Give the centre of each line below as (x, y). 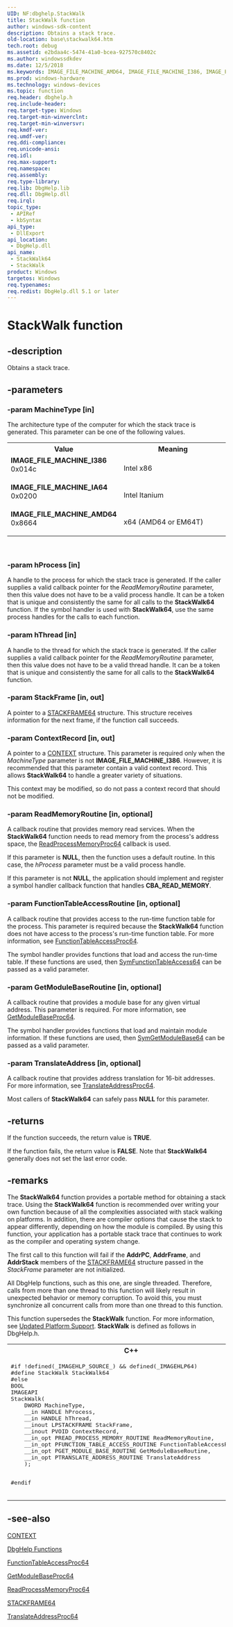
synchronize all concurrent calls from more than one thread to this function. (115, 1305)
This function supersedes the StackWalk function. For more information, (111, 1318)
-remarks (28, 1180)
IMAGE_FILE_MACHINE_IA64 (59, 487)
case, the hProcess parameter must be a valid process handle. (96, 865)
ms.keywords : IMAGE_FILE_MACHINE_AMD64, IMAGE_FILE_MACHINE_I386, (105, 72)
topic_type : (24, 208)
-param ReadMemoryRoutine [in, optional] (80, 815)
